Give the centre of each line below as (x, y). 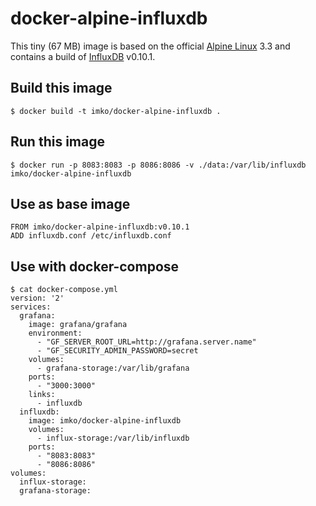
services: (31, 307)
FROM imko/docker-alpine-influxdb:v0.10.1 (100, 227)
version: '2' (37, 298)
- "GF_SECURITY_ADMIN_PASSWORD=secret (117, 351)
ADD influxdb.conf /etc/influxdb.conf (91, 236)
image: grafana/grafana (78, 325)
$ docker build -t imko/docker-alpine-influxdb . (116, 111)
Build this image (61, 88)
